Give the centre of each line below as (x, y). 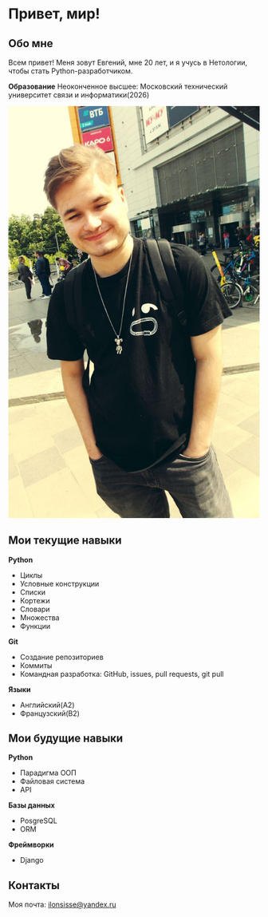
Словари (35, 609)
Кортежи (35, 600)
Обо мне (31, 43)
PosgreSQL (38, 821)
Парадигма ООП (48, 773)
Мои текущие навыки (65, 541)
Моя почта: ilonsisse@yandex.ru (62, 905)
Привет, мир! (54, 14)
